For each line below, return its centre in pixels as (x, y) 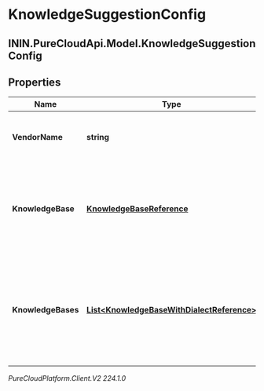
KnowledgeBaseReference (137, 209)
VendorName (37, 137)
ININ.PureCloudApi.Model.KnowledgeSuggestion (132, 44)
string (98, 137)
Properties (35, 82)
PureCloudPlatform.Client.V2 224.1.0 (67, 378)
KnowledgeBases (46, 310)
